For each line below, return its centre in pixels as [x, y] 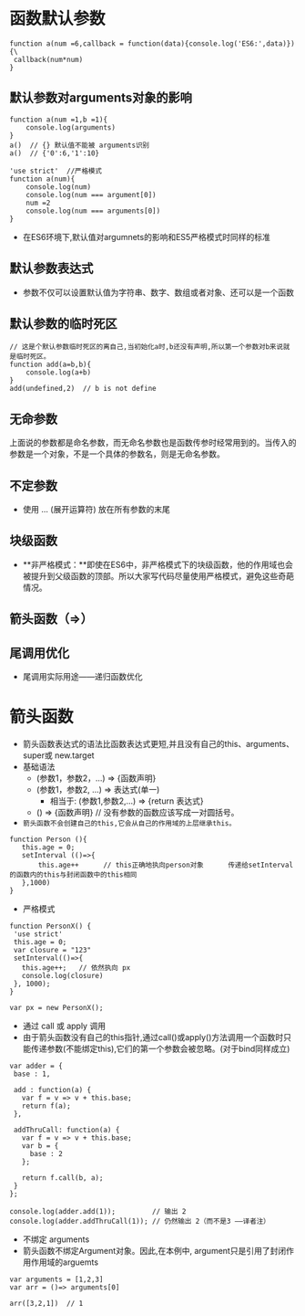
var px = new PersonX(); [56, 1007]
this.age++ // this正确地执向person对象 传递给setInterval [166, 865]
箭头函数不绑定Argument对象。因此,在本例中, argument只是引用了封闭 [154, 1250]
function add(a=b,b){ [51, 365]
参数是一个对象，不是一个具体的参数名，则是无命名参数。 [117, 454]
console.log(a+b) [59, 373]
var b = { [40, 1146]
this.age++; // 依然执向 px [76, 968]
